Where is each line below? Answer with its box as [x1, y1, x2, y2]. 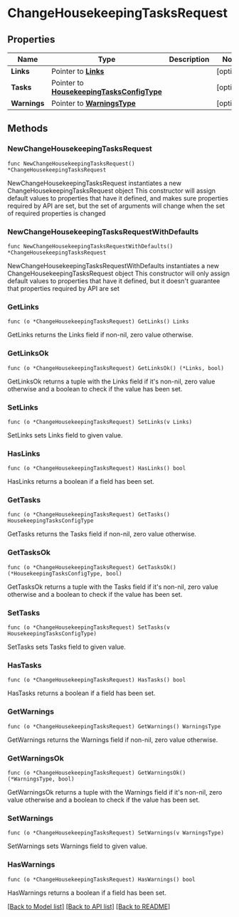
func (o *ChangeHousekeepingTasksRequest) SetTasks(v [7, 624, 171, 631]
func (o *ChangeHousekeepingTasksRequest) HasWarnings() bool [7, 876, 196, 883]
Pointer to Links [51, 66, 105, 76]
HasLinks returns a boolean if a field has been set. [7, 477, 154, 486]
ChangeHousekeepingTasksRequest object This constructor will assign [7, 186, 216, 195]
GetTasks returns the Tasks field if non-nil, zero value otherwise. [7, 530, 197, 539]
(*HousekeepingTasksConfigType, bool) [7, 570, 122, 577]
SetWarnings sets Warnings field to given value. [7, 842, 148, 851]
